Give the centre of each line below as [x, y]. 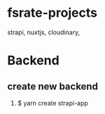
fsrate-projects [52, 13]
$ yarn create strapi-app [53, 103]
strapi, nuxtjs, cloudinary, [44, 32]
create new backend [52, 86]
